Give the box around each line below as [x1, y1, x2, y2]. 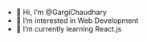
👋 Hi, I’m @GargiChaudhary [15, 8, 107, 17]
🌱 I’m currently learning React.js [15, 24, 122, 33]
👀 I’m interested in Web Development [15, 16, 139, 25]
